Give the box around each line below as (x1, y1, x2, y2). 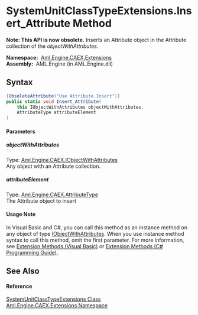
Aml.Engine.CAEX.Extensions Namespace (6, 302, 108, 309)
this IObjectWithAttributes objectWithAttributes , (17, 104, 144, 110)
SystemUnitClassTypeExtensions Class (6, 295, 101, 303)
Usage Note (6, 211, 36, 218)
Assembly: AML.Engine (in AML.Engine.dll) (6, 60, 113, 67)
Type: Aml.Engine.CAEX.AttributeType (6, 191, 99, 198)
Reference (6, 282, 33, 290)
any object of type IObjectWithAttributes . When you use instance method (6, 230, 184, 237)
